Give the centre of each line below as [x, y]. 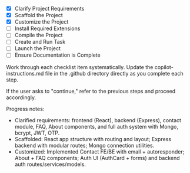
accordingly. [21, 97]
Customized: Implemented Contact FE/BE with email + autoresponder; [99, 151]
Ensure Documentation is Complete [58, 55]
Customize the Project [41, 22]
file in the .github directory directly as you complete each [114, 73]
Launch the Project [37, 48]
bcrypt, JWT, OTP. [37, 133]
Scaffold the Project [39, 15]
